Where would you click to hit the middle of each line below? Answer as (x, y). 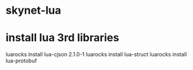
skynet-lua (33, 10)
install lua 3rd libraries (63, 38)
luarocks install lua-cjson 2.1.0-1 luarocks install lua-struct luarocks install (96, 54)
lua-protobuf (21, 61)
